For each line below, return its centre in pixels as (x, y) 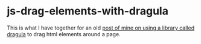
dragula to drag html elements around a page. (64, 34)
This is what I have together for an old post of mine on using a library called (101, 28)
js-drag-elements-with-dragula (88, 11)
